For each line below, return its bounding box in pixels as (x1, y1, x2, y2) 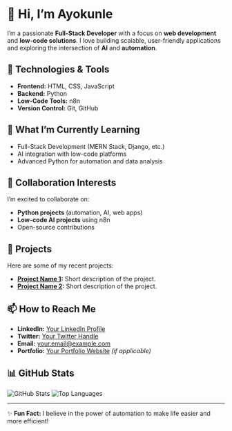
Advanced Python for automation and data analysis (17, 157, 164, 165)
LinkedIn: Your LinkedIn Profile (17, 325, 106, 333)
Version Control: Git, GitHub (17, 103, 99, 112)
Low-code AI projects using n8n (17, 216, 110, 224)
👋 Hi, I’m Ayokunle (7, 6, 113, 22)
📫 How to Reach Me (7, 303, 96, 314)
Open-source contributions (17, 223, 95, 232)
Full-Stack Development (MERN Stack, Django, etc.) (17, 142, 165, 150)
